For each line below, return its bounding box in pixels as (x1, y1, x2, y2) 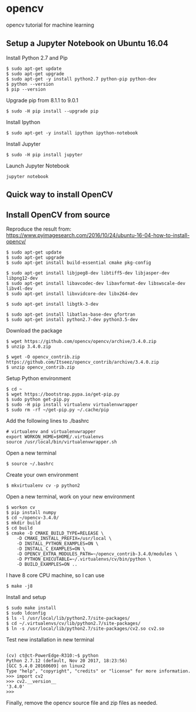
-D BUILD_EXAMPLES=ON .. (16, 561, 78, 567)
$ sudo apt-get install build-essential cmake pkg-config (6, 260, 151, 266)
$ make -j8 (6, 583, 33, 589)
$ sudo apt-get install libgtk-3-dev (6, 301, 99, 307)
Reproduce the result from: (6, 225, 72, 232)
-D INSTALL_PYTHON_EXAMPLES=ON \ (16, 541, 99, 546)
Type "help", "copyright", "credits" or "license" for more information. (6, 668, 191, 674)
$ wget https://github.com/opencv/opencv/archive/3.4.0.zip (6, 338, 157, 344)
